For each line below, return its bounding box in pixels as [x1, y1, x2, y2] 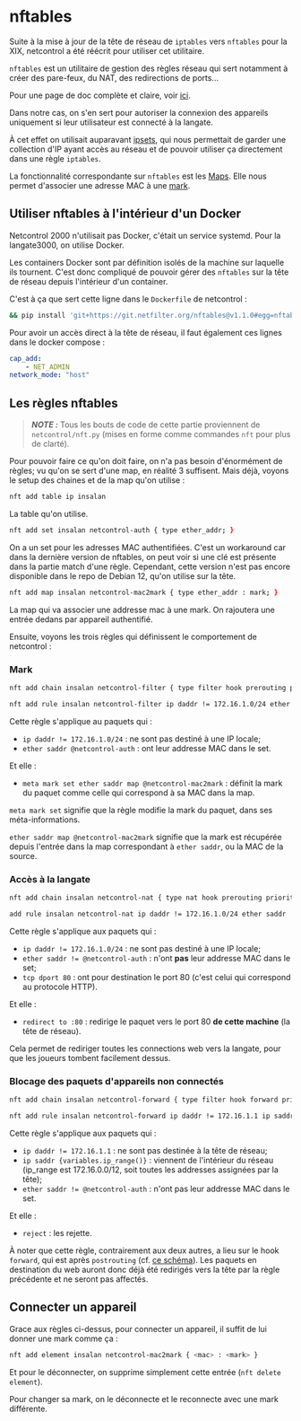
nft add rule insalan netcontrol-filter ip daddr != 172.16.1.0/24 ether [9, 699, 291, 708]
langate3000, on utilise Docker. [9, 240, 125, 250]
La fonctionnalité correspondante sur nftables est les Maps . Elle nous [9, 171, 267, 181]
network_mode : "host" [9, 371, 90, 380]
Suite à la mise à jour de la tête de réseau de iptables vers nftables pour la [9, 36, 288, 47]
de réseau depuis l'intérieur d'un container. [9, 276, 168, 286]
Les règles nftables [9, 395, 118, 410]
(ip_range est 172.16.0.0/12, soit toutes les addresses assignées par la [21, 1164, 279, 1175]
